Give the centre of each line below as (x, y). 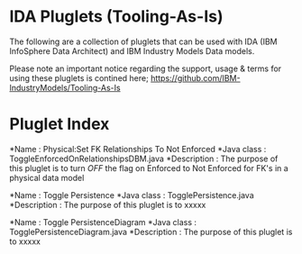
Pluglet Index (59, 124)
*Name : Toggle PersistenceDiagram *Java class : (103, 222)
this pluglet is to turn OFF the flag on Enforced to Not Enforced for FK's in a (149, 168)
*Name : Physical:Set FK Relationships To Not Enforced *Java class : (138, 149)
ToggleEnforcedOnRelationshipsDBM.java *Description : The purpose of (144, 159)
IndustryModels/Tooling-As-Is (65, 87)
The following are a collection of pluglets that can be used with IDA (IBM (143, 41)
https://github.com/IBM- (195, 77)
